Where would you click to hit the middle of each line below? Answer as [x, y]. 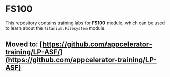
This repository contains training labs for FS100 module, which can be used [85, 23]
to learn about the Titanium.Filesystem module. [56, 28]
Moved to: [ [24, 44]
